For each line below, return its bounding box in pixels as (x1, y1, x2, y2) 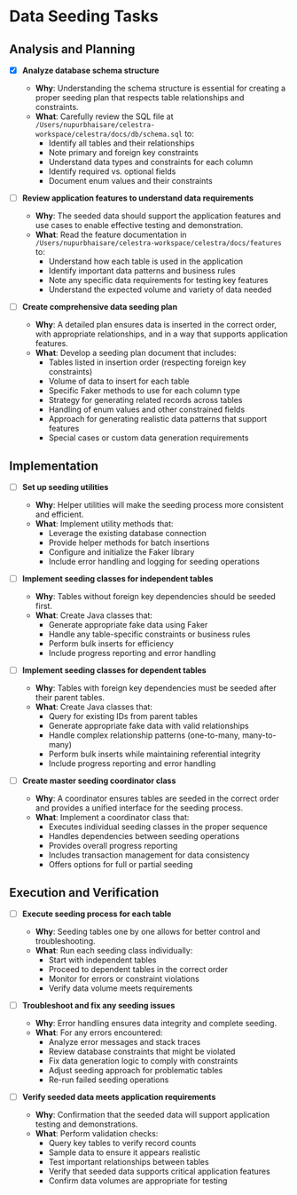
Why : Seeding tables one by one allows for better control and (35, 926, 261, 938)
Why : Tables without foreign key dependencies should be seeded (35, 591, 277, 602)
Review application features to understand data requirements (21, 193, 254, 203)
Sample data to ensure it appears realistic (48, 1147, 201, 1158)
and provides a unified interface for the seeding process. (35, 803, 244, 813)
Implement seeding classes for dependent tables (21, 665, 207, 676)
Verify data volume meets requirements (48, 983, 193, 993)
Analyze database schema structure (21, 65, 160, 75)
